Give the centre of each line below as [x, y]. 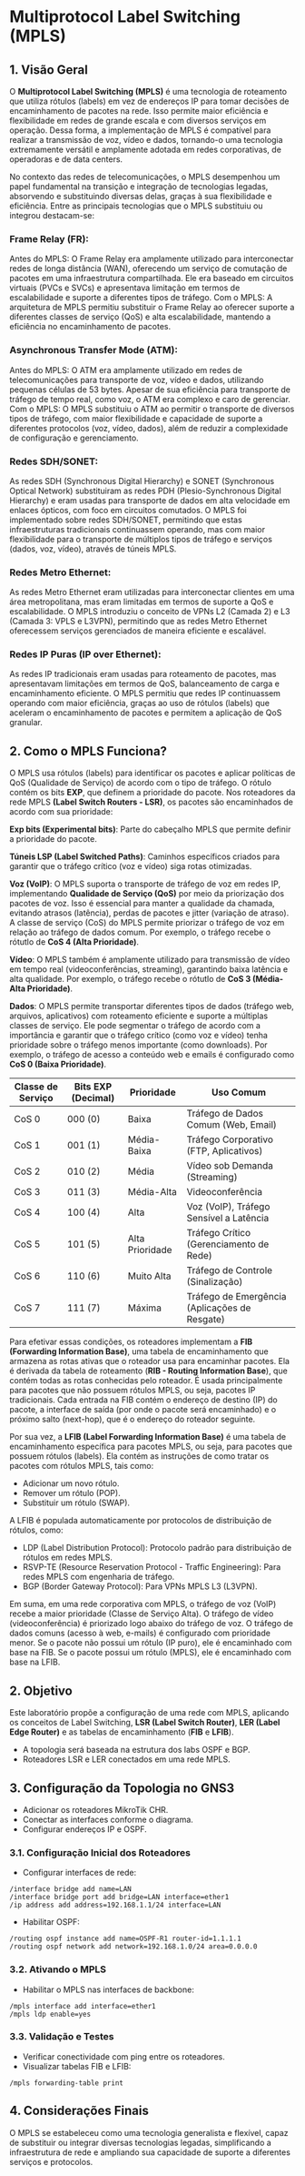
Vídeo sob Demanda [230, 1166]
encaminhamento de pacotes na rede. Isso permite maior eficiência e [139, 111]
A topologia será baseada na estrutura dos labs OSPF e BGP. [137, 1750]
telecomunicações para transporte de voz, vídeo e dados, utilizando [137, 380]
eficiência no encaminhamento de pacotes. [90, 327]
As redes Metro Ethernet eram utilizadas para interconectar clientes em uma [152, 592]
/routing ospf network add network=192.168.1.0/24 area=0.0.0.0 [133, 1947]
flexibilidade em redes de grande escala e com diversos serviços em [138, 121]
